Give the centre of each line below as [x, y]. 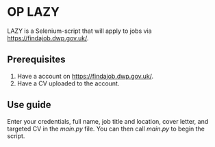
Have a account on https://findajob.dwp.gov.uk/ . [85, 76]
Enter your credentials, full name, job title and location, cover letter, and [108, 121]
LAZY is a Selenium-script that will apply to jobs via [79, 31]
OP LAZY [34, 12]
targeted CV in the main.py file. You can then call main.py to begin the [106, 129]
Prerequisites [36, 60]
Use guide [29, 105]
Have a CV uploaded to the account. [68, 83]
